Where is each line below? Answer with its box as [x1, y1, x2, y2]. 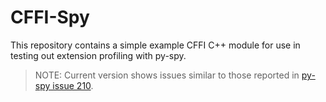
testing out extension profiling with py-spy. [10, 49, 187, 61]
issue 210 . [52, 79, 94, 91]
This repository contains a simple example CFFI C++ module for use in [10, 39, 301, 51]
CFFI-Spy [10, 6, 90, 29]
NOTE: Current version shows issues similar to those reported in [34, 69, 300, 81]
